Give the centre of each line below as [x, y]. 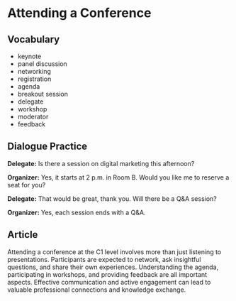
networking [34, 71]
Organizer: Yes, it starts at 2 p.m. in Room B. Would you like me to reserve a [118, 177]
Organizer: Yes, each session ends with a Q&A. [77, 212]
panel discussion [42, 64]
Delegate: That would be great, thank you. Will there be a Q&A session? [112, 198]
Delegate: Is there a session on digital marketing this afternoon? [101, 163]
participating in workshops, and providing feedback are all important [107, 274]
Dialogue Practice [47, 147]
